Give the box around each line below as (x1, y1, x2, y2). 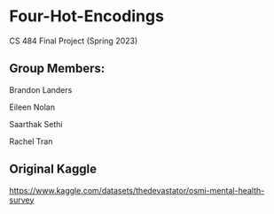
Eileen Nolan (9, 102, 56, 112)
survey (9, 195, 35, 205)
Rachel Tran (9, 135, 53, 147)
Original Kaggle (9, 162, 98, 177)
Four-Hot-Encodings (9, 6, 164, 27)
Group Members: (9, 61, 106, 76)
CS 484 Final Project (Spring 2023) (9, 35, 138, 46)
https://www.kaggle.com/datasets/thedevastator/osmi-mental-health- (9, 185, 265, 195)
